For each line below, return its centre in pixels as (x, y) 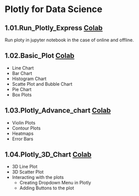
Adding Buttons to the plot (47, 188)
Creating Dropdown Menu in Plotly (55, 183)
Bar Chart (22, 73)
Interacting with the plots (38, 177)
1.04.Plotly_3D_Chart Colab (48, 155)
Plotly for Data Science (54, 9)
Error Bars (23, 139)
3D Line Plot (25, 167)
